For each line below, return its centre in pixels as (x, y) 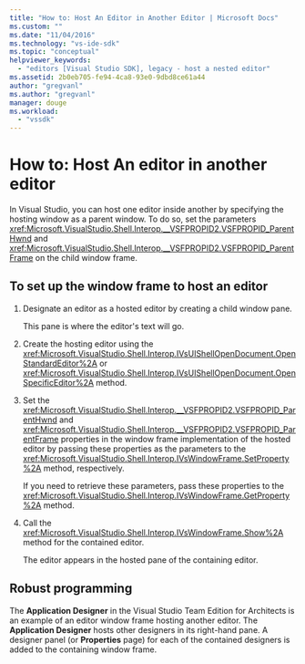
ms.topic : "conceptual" (55, 52)
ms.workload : (34, 111)
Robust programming (71, 589)
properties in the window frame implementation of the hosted (176, 439)
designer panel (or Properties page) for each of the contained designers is (150, 639)
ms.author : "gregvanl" (52, 94)
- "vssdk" (36, 119)
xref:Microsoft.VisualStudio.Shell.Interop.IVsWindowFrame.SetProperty (156, 458)
